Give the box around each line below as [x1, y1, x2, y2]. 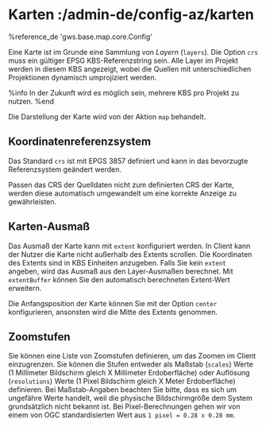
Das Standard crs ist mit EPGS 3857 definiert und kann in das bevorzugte [8, 156, 249, 165]
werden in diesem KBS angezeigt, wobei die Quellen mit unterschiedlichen [8, 64, 252, 73]
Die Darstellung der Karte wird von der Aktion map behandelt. [8, 111, 206, 121]
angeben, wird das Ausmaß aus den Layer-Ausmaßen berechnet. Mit [8, 266, 233, 276]
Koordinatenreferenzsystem [8, 135, 152, 149]
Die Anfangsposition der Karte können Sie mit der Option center [8, 298, 218, 308]
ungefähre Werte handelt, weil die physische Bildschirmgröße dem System [8, 394, 253, 403]
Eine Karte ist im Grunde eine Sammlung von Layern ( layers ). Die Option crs [8, 47, 259, 56]
